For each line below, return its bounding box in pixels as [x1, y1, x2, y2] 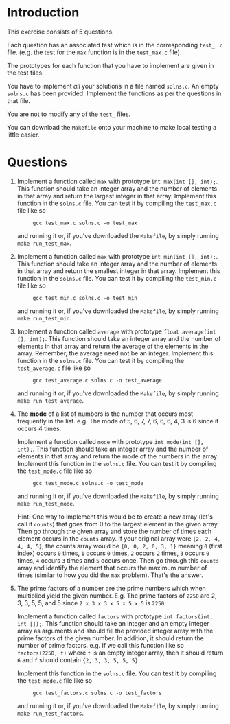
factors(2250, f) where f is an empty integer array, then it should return [16, 649, 224, 657]
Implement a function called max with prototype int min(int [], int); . [16, 252, 218, 260]
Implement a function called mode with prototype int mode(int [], [16, 437, 204, 445]
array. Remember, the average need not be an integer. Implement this [16, 349, 214, 358]
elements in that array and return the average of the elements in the [16, 342, 209, 350]
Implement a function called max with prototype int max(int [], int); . [16, 177, 218, 185]
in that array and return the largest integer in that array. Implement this [16, 191, 216, 200]
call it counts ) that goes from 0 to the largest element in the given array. [16, 519, 220, 528]
